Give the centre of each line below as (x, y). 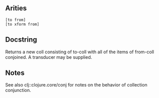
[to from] (16, 20)
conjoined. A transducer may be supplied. (49, 57)
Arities (16, 8)
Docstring (21, 40)
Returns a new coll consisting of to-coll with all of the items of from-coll (80, 52)
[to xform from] (22, 24)
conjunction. (18, 90)
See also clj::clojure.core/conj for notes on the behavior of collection (76, 85)
